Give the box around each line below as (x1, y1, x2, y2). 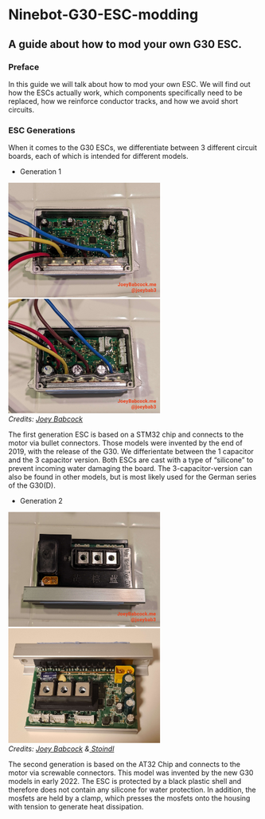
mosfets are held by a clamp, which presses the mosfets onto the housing (8, 793, 251, 803)
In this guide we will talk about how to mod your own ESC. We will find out (8, 79, 251, 89)
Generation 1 (19, 167, 62, 176)
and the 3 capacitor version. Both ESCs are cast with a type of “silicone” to (8, 455, 254, 465)
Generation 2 (19, 497, 64, 506)
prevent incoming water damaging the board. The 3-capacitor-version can (8, 464, 252, 473)
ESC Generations (8, 125, 76, 136)
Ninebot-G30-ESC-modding (8, 6, 199, 24)
